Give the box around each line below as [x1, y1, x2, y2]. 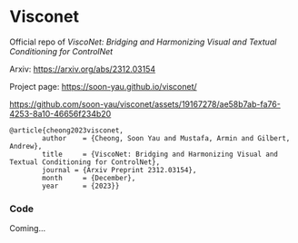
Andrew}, [9, 141, 43, 151]
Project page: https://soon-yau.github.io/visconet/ [9, 81, 197, 92]
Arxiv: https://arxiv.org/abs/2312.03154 [9, 63, 156, 74]
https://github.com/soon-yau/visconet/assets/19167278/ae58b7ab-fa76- [9, 98, 282, 110]
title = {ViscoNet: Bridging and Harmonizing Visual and [42, 150, 279, 159]
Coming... [9, 223, 46, 234]
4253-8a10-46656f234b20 [9, 108, 112, 119]
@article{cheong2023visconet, [9, 125, 124, 135]
